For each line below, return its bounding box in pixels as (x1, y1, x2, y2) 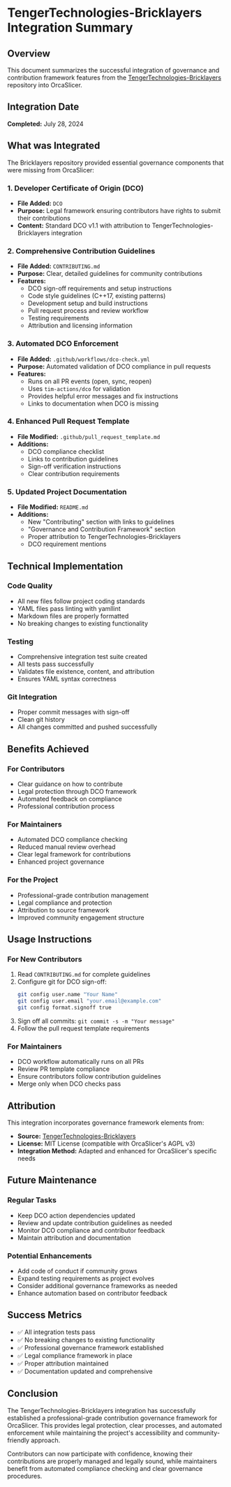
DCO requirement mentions (27, 540, 107, 549)
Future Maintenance (7, 1174, 97, 1186)
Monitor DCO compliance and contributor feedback (17, 1226, 165, 1234)
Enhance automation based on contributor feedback (17, 1289, 167, 1298)
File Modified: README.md (17, 503, 89, 511)
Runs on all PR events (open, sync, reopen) (27, 377, 152, 385)
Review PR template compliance (17, 1065, 110, 1073)
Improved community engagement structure (17, 913, 144, 922)
